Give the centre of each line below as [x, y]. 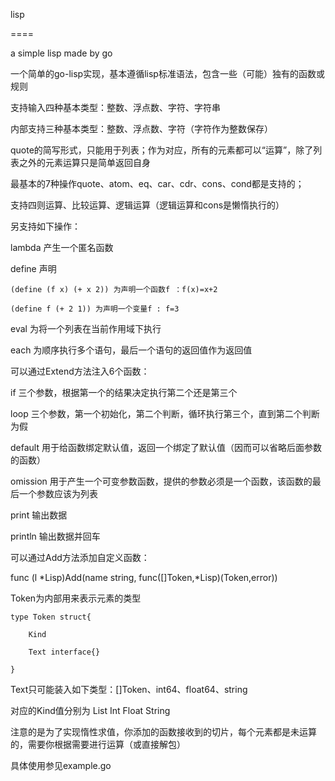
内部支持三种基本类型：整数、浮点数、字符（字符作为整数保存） [141, 128]
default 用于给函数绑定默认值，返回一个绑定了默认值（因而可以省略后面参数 [166, 447]
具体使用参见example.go [61, 765]
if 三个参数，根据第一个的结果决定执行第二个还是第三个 [124, 392]
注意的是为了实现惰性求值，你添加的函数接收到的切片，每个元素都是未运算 [163, 732]
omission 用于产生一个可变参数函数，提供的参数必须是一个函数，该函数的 [161, 481]
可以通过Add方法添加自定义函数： [80, 557]
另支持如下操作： [45, 226]
